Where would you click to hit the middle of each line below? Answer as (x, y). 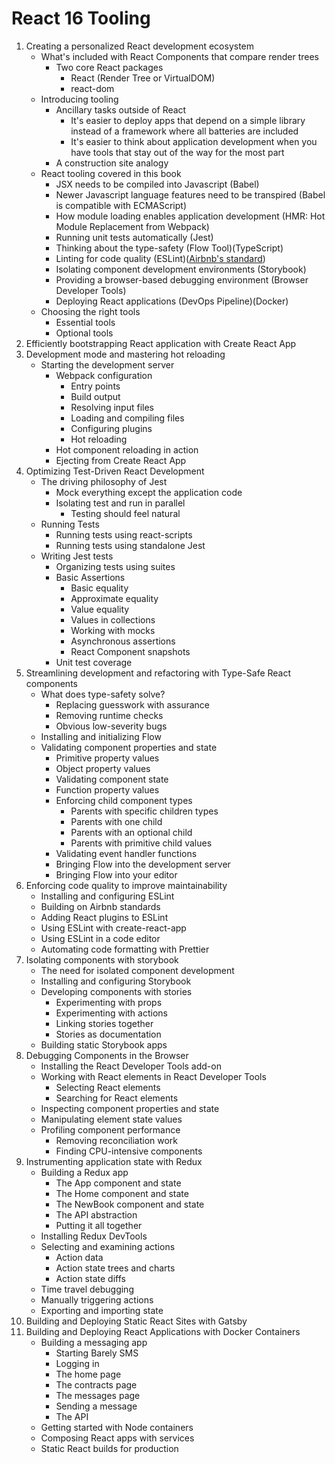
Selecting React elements (108, 1087)
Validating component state (112, 779)
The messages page (98, 1395)
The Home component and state (122, 1193)
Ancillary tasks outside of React (121, 109)
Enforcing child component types (124, 800)
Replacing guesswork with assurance (133, 704)
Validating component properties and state (129, 747)
